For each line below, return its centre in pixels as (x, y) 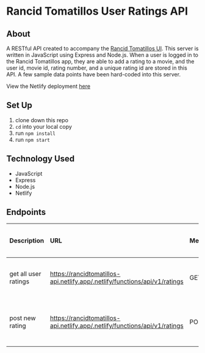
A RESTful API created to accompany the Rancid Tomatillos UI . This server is (103, 48)
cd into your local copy (43, 126)
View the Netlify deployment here (48, 86)
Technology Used (41, 159)
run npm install (35, 133)
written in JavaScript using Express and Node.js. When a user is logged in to (102, 55)
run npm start (32, 139)
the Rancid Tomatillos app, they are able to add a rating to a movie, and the (100, 61)
